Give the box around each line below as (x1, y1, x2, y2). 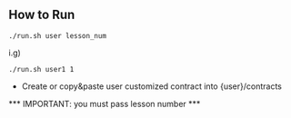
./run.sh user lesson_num (8, 31, 106, 40)
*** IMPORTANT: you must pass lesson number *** (8, 98, 201, 109)
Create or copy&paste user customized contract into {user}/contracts (21, 81, 283, 92)
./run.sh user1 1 (8, 64, 75, 74)
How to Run (8, 7, 75, 23)
